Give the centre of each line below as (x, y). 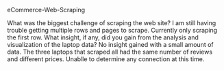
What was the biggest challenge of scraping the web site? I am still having (112, 23)
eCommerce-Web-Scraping (46, 10)
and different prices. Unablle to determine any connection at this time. (106, 59)
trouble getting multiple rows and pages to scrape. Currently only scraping (112, 30)
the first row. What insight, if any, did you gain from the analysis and (103, 37)
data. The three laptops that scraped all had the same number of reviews (110, 52)
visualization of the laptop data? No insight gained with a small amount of (110, 45)
